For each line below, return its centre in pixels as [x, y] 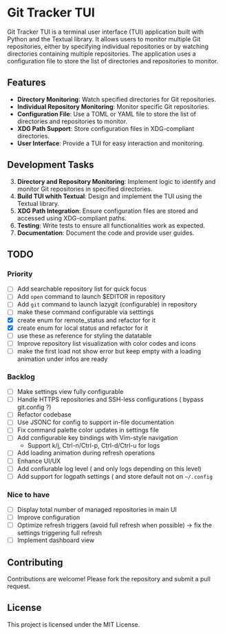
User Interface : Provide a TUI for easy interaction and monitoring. [110, 143]
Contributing [35, 562]
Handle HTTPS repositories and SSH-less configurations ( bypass [110, 399]
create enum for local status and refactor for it [83, 328]
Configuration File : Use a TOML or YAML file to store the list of [106, 114]
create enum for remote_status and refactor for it [86, 320]
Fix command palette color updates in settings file [88, 430]
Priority [20, 273]
